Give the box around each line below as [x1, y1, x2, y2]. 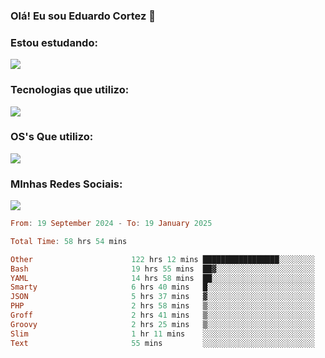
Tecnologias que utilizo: [10, 83, 130, 97]
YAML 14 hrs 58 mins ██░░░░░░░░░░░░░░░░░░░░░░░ [10, 273, 315, 283]
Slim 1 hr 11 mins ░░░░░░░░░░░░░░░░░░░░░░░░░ [10, 329, 315, 339]
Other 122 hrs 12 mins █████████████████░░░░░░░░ [10, 254, 315, 264]
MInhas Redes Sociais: [10, 177, 123, 191]
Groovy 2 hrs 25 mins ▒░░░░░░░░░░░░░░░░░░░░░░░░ [10, 319, 315, 329]
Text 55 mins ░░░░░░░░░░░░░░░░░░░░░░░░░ [10, 338, 315, 348]
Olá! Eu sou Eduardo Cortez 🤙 [10, 9, 156, 23]
